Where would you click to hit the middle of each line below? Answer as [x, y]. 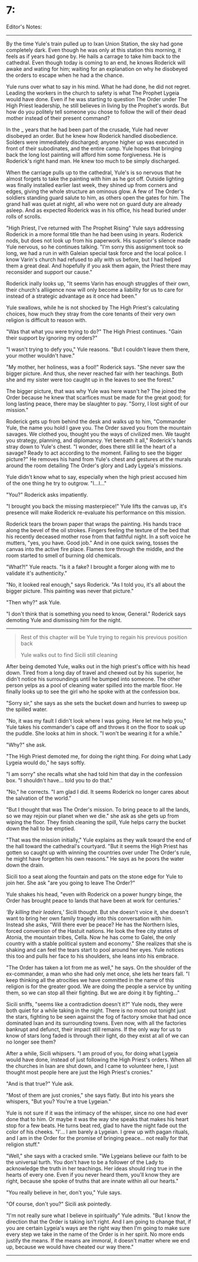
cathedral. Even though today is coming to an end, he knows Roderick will [96, 62]
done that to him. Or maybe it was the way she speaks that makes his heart [97, 1119]
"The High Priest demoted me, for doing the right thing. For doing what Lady [99, 756]
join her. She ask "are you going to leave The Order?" [71, 883]
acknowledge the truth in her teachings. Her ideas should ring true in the [94, 1168]
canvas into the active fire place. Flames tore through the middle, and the [95, 549]
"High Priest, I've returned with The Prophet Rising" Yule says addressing [95, 228]
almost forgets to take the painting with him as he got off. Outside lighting [95, 179]
